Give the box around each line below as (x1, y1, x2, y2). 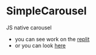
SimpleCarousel (6, 4, 87, 18)
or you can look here (14, 42, 66, 49)
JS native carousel (6, 24, 52, 31)
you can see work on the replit (14, 35, 90, 42)
